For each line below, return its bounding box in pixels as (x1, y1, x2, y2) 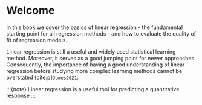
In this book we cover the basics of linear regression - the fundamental (6, 24, 183, 31)
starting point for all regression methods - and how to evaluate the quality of (6, 30, 197, 37)
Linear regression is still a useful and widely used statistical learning (6, 48, 176, 55)
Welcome (6, 4, 55, 17)
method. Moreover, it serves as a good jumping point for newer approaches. (6, 54, 196, 62)
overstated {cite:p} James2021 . (6, 74, 79, 81)
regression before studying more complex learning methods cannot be (6, 67, 183, 74)
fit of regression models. (6, 36, 68, 43)
